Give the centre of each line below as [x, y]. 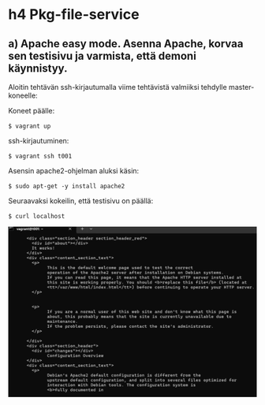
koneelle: [23, 95]
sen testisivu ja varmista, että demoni [103, 56]
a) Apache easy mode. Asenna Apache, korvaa [126, 44]
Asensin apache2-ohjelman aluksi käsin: [74, 171]
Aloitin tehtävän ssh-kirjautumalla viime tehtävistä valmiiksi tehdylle [118, 87]
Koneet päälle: [32, 111]
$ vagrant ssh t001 [40, 156]
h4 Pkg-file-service [74, 15]
